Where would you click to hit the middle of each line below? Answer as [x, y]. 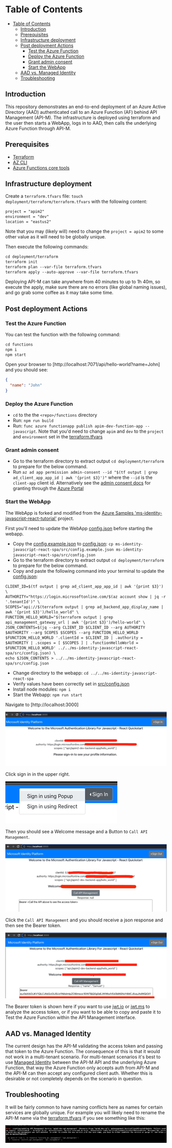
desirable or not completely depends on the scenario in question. [74, 1079]
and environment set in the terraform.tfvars [58, 436]
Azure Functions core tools [41, 168]
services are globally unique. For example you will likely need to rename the [85, 1112]
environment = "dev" [27, 217]
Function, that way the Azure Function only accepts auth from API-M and [82, 1068]
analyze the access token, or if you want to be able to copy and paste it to [83, 1012]
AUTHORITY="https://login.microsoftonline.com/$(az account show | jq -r [86, 597]
